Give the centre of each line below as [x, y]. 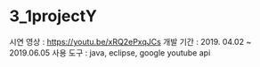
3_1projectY [53, 16]
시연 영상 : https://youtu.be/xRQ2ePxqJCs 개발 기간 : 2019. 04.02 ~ [130, 41]
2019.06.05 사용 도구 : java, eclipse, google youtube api [110, 52]
